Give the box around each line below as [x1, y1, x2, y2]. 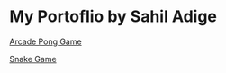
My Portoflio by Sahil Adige [9, 6, 218, 27]
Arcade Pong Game [9, 36, 83, 47]
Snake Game [9, 53, 57, 64]
